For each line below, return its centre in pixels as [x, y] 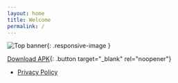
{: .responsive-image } [79, 46]
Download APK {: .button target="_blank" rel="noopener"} [89, 59]
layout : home [26, 13]
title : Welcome [29, 20]
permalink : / [26, 26]
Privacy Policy [37, 72]
